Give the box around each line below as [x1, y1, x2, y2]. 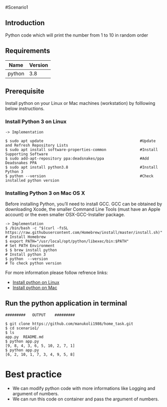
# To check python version [5, 261, 62, 266]
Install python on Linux [12, 280, 60, 286]
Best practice [5, 369, 62, 380]
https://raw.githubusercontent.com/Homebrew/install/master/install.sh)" [5, 230, 163, 235]
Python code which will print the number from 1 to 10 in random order [5, 32, 148, 38]
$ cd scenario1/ [5, 326, 39, 331]
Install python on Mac [12, 285, 58, 291]
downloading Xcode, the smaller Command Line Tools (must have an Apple [5, 206, 160, 212]
